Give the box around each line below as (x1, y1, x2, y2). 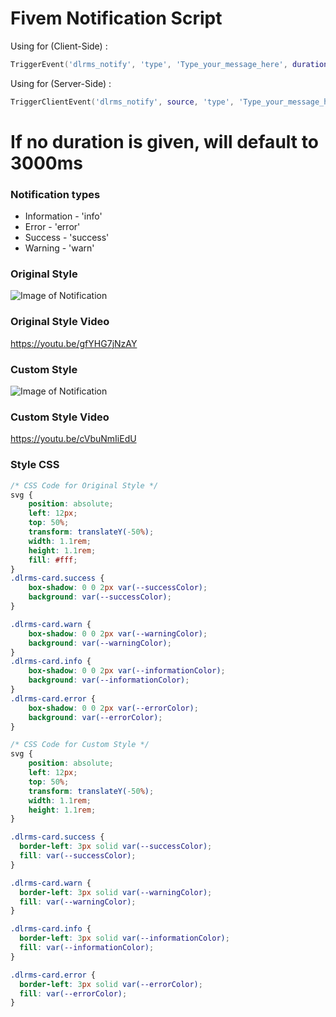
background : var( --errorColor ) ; (28, 712, 163, 722)
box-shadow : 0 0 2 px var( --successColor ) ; (28, 583, 208, 593)
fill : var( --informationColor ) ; (19, 943, 155, 953)
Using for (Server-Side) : (10, 77, 112, 89)
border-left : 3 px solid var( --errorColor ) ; (19, 979, 203, 989)
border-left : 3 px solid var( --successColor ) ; (19, 842, 213, 852)
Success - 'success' (24, 232, 110, 244)
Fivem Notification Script (10, 7, 223, 30)
